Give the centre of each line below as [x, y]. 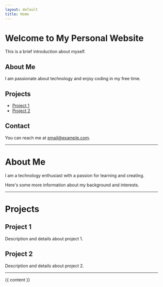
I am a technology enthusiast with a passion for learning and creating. [75, 175]
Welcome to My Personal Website [74, 38]
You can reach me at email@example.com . [48, 138]
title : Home [17, 14]
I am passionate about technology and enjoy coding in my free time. [73, 79]
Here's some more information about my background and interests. [72, 185]
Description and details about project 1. [44, 238]
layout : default [21, 9]
